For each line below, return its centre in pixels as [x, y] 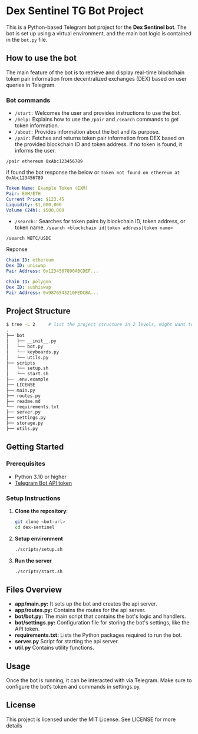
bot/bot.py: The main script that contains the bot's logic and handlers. [100, 616]
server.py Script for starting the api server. [67, 642]
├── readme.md [24, 401]
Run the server [33, 560]
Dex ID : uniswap [26, 266]
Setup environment [39, 538]
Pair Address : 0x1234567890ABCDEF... [52, 271]
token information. [37, 125]
